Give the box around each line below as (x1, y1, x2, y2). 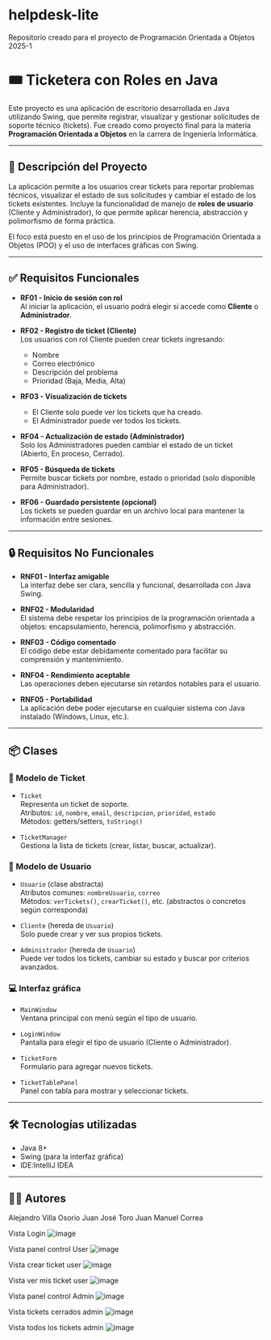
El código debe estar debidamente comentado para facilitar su (19, 646, 228, 656)
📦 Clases (8, 744, 58, 757)
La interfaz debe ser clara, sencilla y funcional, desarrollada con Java (19, 580, 252, 590)
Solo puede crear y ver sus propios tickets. (19, 929, 163, 939)
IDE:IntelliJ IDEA (19, 1160, 74, 1170)
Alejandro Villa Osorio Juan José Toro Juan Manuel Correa (8, 1213, 204, 1223)
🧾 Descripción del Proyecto (8, 160, 148, 174)
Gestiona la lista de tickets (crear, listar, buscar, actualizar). (19, 841, 216, 850)
